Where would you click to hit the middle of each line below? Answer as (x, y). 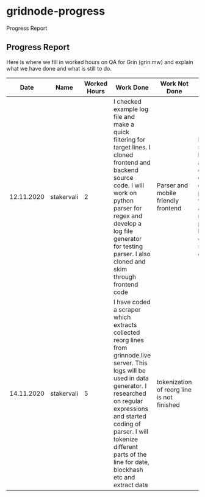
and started (130, 416)
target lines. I (132, 147)
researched (130, 393)
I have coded (132, 302)
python (124, 201)
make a (124, 124)
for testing (128, 246)
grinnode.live (132, 355)
